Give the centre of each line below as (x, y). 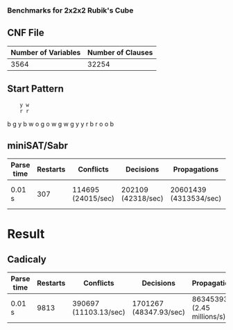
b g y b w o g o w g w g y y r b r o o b (61, 124)
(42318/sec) (143, 199)
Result (26, 234)
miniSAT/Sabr (37, 146)
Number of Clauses (120, 52)
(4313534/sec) (196, 199)
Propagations (196, 170)
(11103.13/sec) (99, 313)
